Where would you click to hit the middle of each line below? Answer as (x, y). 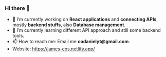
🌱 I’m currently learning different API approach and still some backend (87, 30)
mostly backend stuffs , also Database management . (69, 25)
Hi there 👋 (17, 8)
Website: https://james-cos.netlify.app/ (54, 49)
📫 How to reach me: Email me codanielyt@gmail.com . (71, 42)
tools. (18, 36)
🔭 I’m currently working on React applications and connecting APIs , (85, 20)
